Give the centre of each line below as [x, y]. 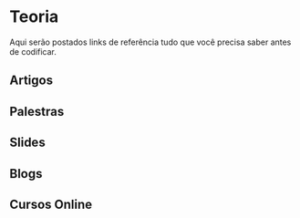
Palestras [37, 111]
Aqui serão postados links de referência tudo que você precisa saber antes [150, 42]
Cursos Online [51, 204]
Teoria [34, 17]
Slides [27, 143]
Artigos [31, 81]
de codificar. [33, 51]
